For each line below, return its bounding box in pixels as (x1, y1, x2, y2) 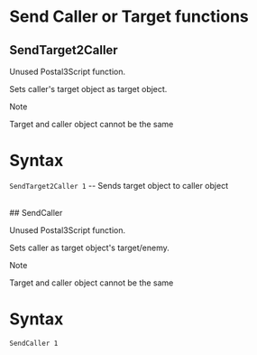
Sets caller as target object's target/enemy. (9, 242, 170, 253)
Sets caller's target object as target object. (9, 84, 168, 94)
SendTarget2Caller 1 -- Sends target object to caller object (9, 180, 228, 191)
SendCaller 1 (9, 339, 59, 348)
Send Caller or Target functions (9, 6, 250, 27)
